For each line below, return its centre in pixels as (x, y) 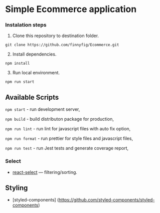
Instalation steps (26, 25)
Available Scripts (32, 97)
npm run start (20, 82)
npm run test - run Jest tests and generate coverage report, (67, 148)
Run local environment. (36, 73)
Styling (17, 188)
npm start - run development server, (43, 109)
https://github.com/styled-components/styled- (107, 200)
